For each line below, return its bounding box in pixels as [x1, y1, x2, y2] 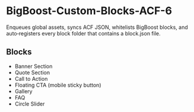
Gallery [14, 87, 33, 95]
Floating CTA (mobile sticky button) [14, 81, 101, 88]
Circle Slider [14, 100, 45, 107]
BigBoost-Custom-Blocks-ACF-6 [6, 4, 172, 18]
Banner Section [14, 62, 53, 70]
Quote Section [14, 69, 50, 76]
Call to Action [14, 75, 48, 82]
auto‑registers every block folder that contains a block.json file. [6, 29, 161, 37]
